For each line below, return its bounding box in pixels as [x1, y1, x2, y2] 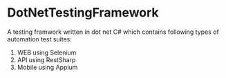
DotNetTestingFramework [7, 5, 159, 21]
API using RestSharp [17, 55, 76, 64]
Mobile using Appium [17, 63, 78, 71]
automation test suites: [7, 35, 73, 43]
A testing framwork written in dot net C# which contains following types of [7, 28, 219, 36]
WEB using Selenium [17, 48, 77, 57]
